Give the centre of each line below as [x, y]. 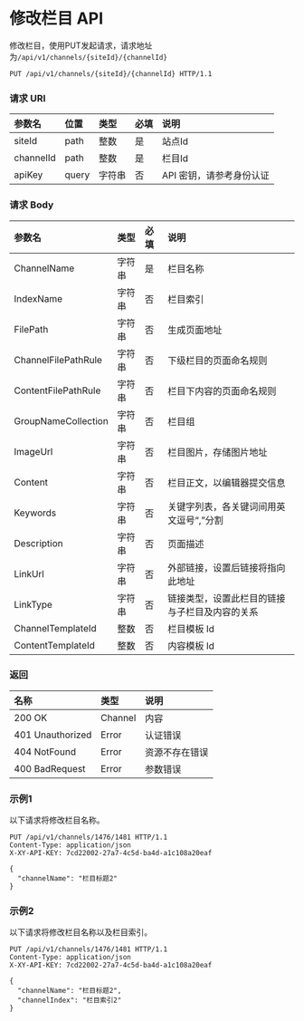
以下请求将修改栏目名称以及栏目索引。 [81, 932]
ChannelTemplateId [55, 628]
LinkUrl [29, 573]
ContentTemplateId [54, 645]
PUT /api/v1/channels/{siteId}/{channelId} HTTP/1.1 [111, 73]
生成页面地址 [195, 330]
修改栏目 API [57, 19]
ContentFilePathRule [57, 390]
